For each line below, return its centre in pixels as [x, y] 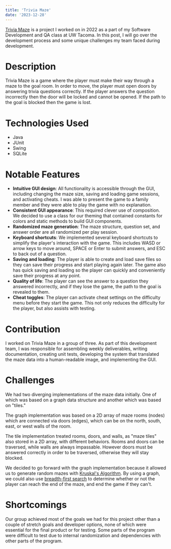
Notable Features [43, 174]
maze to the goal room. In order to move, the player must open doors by [81, 86]
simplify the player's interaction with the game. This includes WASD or [87, 243]
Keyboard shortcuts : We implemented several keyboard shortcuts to [85, 238]
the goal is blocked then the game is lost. [48, 103]
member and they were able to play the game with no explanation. [82, 205]
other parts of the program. [34, 541]
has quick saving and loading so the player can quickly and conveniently [89, 270]
